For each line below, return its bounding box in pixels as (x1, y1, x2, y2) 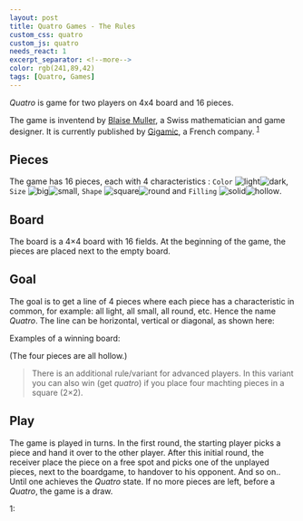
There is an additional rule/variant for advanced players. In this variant (31, 368, 294, 379)
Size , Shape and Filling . (9, 186, 282, 197)
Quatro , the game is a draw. (9, 486, 113, 497)
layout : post (9, 13, 59, 23)
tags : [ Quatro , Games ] (9, 72, 95, 82)
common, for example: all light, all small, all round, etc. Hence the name (9, 305, 277, 316)
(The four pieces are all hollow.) (9, 350, 128, 361)
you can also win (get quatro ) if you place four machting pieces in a (31, 377, 285, 388)
